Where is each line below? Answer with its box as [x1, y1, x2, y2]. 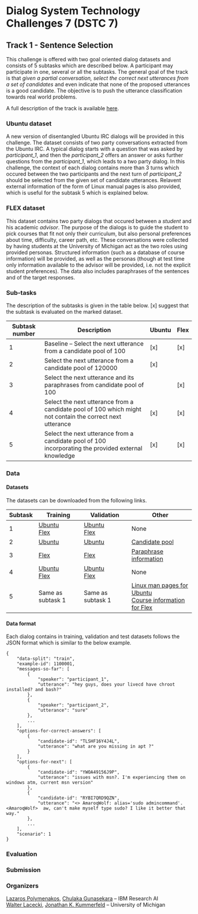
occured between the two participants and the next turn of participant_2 [6, 170, 182, 177]
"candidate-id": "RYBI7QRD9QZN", [37, 795, 120, 801]
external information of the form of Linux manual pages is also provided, [6, 183, 181, 190]
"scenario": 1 [16, 831, 51, 837]
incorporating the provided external [44, 444, 143, 452]
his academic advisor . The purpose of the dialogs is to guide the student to [6, 223, 189, 231]
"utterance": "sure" [37, 708, 88, 714]
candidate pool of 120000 [44, 364, 118, 372]
